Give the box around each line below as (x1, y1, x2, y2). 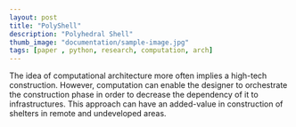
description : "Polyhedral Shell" (9, 29, 134, 38)
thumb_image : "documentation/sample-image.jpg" (9, 37, 190, 47)
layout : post (9, 12, 58, 22)
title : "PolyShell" (9, 21, 82, 30)
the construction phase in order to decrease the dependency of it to (9, 90, 259, 100)
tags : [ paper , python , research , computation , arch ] (9, 46, 214, 55)
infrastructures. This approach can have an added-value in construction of (9, 99, 284, 109)
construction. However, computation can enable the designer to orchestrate (9, 80, 288, 91)
